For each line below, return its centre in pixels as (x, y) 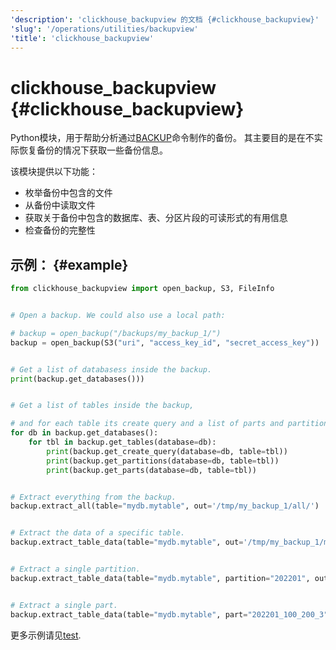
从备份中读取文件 (60, 205)
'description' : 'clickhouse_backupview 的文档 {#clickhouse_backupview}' (165, 19)
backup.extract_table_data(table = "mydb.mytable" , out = (127, 542)
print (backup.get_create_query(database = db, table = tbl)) (167, 451)
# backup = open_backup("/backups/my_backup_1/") (116, 333)
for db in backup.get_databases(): (84, 433)
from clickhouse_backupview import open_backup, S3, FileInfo (142, 289)
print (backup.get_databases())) (77, 379)
